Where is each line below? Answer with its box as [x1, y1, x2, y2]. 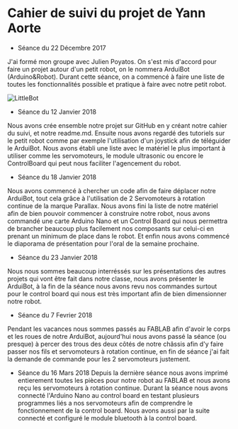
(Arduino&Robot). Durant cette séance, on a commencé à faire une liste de [7, 72, 225, 81]
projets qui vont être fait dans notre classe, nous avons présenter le [7, 274, 204, 283]
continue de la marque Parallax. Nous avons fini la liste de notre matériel [7, 201, 218, 210]
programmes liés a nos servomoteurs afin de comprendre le [17, 398, 193, 407]
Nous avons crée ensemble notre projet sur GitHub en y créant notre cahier [7, 121, 227, 129]
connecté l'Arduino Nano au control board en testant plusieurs [17, 391, 200, 399]
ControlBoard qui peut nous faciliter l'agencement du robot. [7, 158, 181, 168]
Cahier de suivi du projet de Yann [7, 5, 206, 21]
